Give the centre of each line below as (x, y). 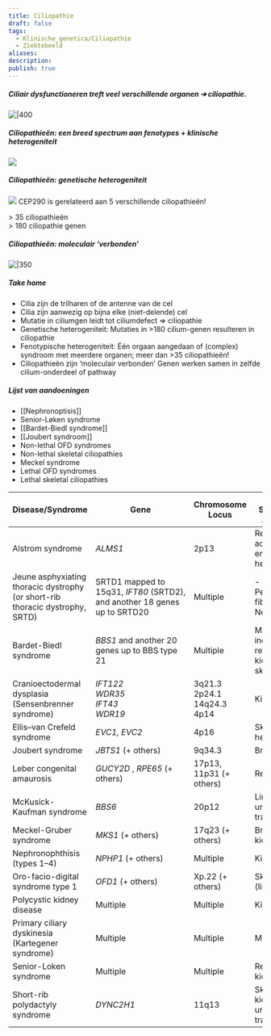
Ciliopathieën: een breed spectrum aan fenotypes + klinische (114, 133)
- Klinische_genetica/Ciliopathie (73, 38)
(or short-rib (37, 597)
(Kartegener (35, 943)
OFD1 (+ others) (127, 881)
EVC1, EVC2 (119, 732)
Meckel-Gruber (42, 830)
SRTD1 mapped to (130, 581)
